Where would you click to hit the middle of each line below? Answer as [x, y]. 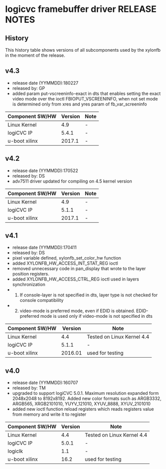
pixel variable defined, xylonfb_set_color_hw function [67, 258]
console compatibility [42, 300]
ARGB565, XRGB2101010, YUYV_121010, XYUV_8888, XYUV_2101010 [82, 404]
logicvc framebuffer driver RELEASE [81, 9]
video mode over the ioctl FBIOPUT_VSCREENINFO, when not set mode [85, 98]
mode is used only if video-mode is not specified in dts [96, 316]
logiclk [15, 451]
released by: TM [29, 388]
